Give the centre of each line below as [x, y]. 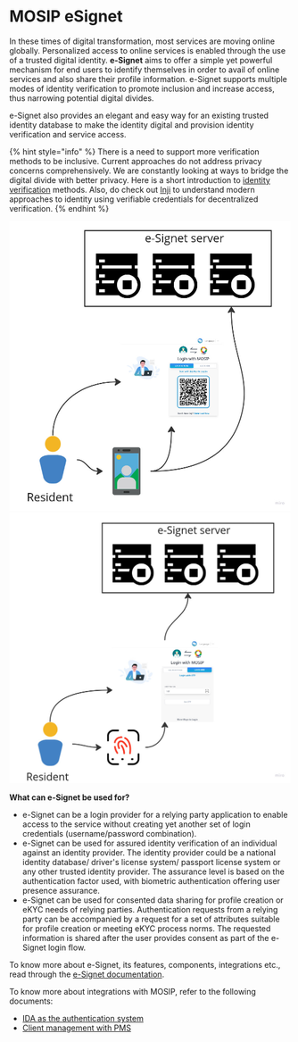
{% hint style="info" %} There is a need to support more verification [135, 151]
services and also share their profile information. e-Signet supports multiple [149, 79]
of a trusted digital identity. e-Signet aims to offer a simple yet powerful [141, 60]
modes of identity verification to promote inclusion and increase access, [142, 88]
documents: [31, 1001]
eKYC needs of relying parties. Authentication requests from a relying [150, 910]
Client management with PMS [77, 1028]
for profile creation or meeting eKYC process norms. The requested [146, 929]
